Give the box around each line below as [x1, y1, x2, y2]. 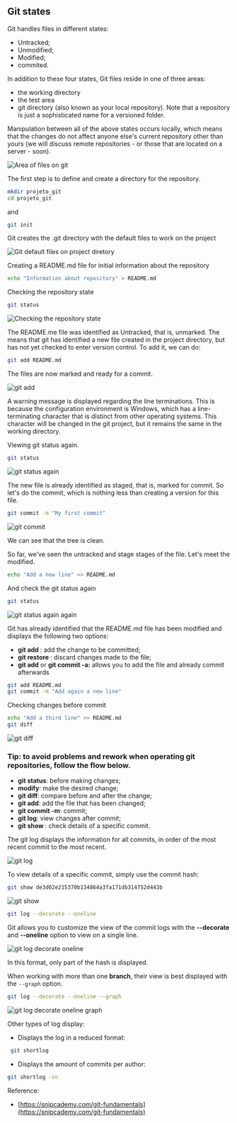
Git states [7, 6, 51, 18]
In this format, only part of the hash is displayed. [7, 958, 149, 967]
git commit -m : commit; [17, 807, 87, 815]
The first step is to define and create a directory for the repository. [7, 174, 201, 183]
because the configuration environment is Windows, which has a [7, 405, 197, 413]
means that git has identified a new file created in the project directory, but [7, 335, 225, 344]
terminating [7, 412, 41, 420]
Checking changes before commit [7, 701, 106, 710]
